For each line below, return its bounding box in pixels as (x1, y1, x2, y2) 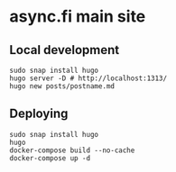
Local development (9, 42, 120, 58)
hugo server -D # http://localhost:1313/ (9, 74, 168, 83)
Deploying (9, 106, 69, 122)
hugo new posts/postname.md (9, 82, 116, 91)
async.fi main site (9, 6, 146, 27)
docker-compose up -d (9, 153, 91, 163)
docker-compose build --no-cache (9, 146, 135, 155)
